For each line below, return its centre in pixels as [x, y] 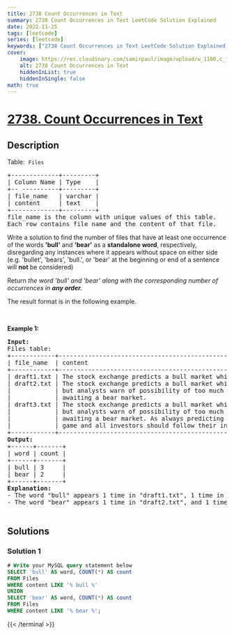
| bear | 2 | [37, 475]
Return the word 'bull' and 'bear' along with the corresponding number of [113, 281]
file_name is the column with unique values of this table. [112, 217]
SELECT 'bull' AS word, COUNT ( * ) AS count [70, 572]
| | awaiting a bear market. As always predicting [116, 419]
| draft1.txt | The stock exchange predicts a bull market [110, 377]
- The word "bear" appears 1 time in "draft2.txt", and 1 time [117, 502]
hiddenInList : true [48, 72]
